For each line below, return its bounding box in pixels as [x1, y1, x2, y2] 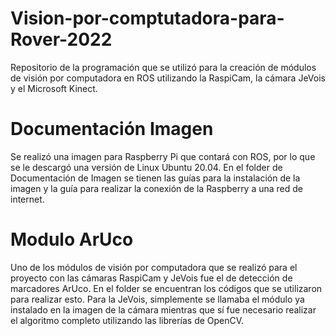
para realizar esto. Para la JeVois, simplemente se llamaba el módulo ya [10, 293, 305, 305]
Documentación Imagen [10, 118, 214, 141]
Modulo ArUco [10, 228, 134, 251]
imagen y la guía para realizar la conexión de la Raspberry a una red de [10, 182, 304, 194]
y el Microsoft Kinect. [10, 82, 98, 94]
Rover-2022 [10, 28, 113, 51]
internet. [10, 193, 45, 205]
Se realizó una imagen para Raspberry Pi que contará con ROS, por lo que [10, 150, 316, 162]
